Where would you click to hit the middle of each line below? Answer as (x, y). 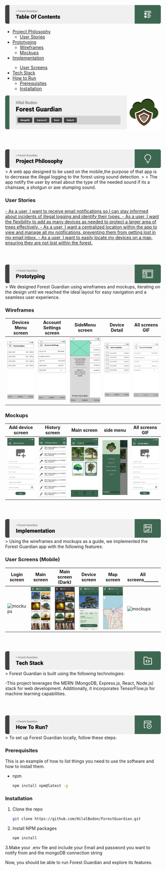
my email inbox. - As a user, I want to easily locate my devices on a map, (79, 237)
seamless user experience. (33, 297)
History (53, 428)
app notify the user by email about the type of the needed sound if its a (78, 182)
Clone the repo (27, 809)
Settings (52, 327)
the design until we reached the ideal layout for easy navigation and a (76, 292)
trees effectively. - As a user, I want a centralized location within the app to (81, 227)
